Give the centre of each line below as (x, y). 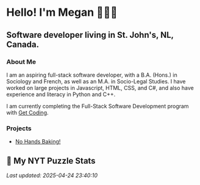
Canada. (23, 44)
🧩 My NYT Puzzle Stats (51, 161)
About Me (21, 61)
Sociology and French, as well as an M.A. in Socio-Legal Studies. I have (96, 81)
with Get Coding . (27, 113)
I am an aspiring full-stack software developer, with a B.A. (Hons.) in (92, 75)
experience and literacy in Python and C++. (61, 94)
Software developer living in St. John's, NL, (90, 35)
